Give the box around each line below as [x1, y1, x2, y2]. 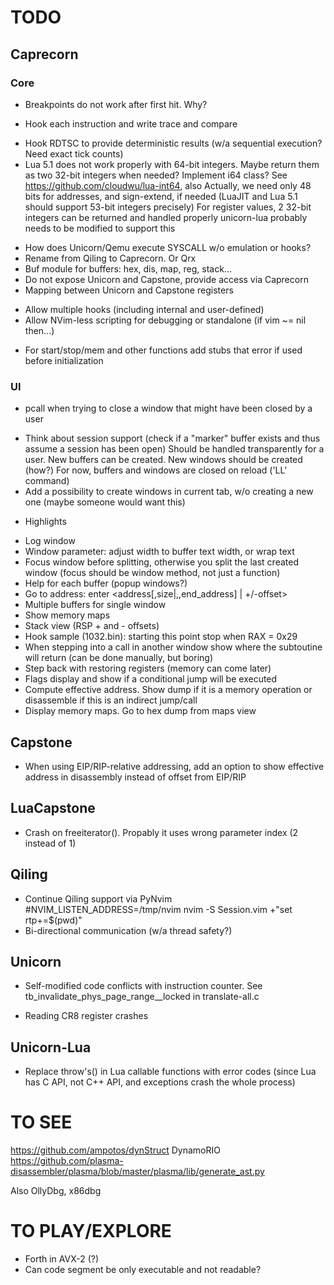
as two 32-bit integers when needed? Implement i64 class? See [24, 169, 288, 181]
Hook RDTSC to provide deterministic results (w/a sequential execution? [24, 137, 323, 149]
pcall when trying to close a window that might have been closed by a [24, 402, 313, 415]
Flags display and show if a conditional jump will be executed [24, 673, 278, 685]
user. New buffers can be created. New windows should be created [24, 454, 303, 466]
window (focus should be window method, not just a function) [24, 567, 281, 579]
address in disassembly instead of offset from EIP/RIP [24, 771, 247, 783]
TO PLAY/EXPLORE [10, 1220, 172, 1243]
